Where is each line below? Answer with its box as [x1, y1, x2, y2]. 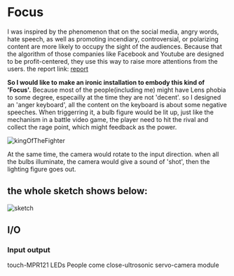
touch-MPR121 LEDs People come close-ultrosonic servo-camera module [7, 261, 219, 270]
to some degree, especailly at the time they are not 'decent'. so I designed [7, 92, 221, 102]
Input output [7, 245, 50, 255]
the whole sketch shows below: [7, 185, 149, 197]
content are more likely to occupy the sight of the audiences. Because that [7, 42, 223, 50]
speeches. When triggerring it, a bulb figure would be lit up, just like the [7, 108, 214, 116]
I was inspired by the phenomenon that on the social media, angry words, [7, 27, 219, 36]
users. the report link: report [7, 64, 89, 73]
